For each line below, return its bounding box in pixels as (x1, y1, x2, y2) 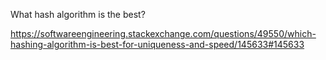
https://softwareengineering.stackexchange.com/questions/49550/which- (10, 28, 317, 39)
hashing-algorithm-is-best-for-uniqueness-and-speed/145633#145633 (10, 39, 305, 50)
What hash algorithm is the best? (10, 9, 146, 20)
